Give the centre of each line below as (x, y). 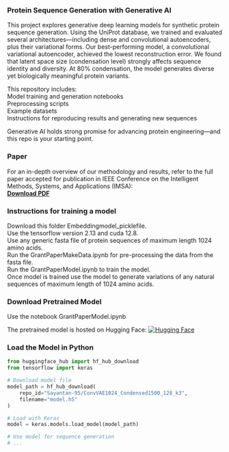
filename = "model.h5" (49, 399)
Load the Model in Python (51, 347)
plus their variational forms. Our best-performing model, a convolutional (108, 47)
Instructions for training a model (62, 211)
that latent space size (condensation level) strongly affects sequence (104, 62)
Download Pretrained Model (54, 302)
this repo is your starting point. (50, 139)
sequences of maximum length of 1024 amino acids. (81, 284)
